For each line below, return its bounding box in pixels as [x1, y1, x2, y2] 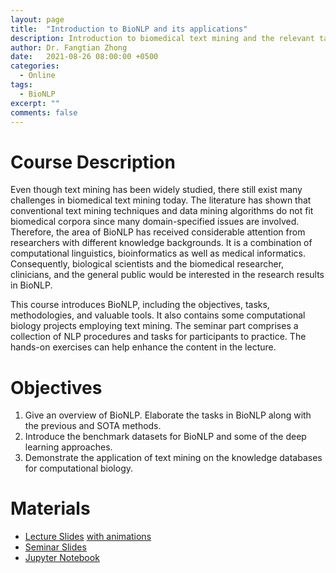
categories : [10, 61, 60, 71]
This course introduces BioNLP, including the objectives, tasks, [10, 299, 270, 311]
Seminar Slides [24, 541, 87, 553]
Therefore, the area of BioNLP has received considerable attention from [10, 226, 306, 238]
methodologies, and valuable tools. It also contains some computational [10, 309, 306, 321]
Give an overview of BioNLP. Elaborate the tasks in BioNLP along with [24, 409, 312, 421]
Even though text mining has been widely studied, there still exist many [10, 184, 303, 196]
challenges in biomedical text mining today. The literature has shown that [10, 194, 312, 206]
